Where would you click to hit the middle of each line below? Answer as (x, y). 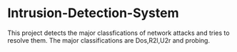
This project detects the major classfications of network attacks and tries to (118, 33)
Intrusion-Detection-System (94, 13)
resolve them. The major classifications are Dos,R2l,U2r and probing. (109, 40)
